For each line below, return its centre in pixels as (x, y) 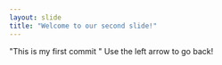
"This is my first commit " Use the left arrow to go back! (111, 51)
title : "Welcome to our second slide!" (83, 26)
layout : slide (36, 17)
